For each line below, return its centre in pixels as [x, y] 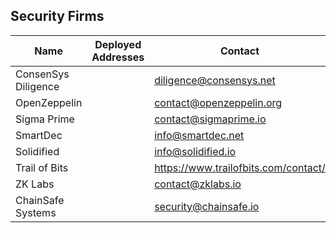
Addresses [118, 57]
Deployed [118, 44]
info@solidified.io [195, 151]
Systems [36, 212]
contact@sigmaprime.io [210, 119]
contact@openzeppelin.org [218, 102]
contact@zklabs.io [198, 184]
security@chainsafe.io [207, 206]
